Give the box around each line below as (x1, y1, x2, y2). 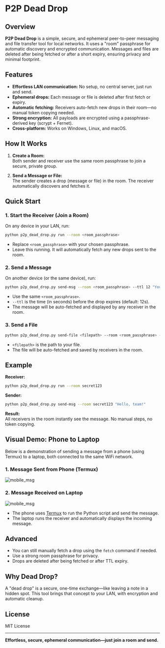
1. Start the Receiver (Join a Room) (5, 212, 89, 218)
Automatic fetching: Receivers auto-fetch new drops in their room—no (12, 104, 157, 110)
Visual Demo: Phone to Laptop (5, 435, 100, 444)
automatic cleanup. (5, 596, 44, 602)
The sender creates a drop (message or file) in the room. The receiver (12, 178, 154, 184)
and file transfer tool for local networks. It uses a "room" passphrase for (5, 41, 151, 47)
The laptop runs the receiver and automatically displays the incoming (12, 515, 152, 521)
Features (5, 71, 33, 79)
